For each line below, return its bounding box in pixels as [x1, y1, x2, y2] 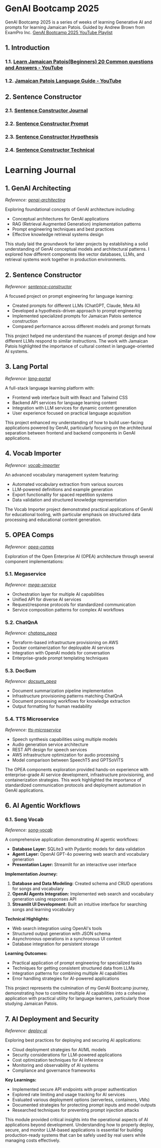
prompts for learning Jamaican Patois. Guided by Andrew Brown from [5, 24, 145, 30]
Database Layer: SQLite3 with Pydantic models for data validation [12, 846, 145, 852]
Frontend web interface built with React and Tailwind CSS [12, 394, 128, 400]
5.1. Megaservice [5, 570, 46, 577]
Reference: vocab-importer [5, 462, 60, 468]
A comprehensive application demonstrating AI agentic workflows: [5, 837, 139, 843]
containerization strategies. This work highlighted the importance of [5, 777, 141, 782]
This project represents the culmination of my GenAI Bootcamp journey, [5, 985, 149, 991]
